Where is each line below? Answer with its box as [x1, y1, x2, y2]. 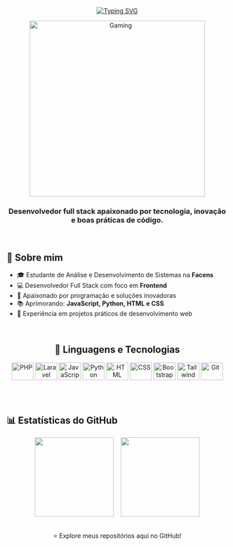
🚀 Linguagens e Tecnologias [54, 344, 180, 356]
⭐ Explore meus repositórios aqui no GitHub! [53, 532, 182, 540]
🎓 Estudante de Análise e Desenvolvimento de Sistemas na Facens [16, 271, 214, 279]
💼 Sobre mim [6, 251, 64, 263]
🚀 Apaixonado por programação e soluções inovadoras [16, 291, 177, 300]
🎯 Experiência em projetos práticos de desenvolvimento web [16, 310, 192, 318]
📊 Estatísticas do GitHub [6, 415, 118, 427]
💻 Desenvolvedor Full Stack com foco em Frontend [16, 282, 168, 290]
